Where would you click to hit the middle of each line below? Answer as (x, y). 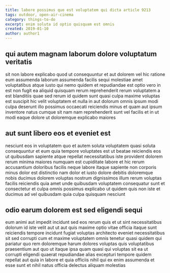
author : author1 (22, 33)
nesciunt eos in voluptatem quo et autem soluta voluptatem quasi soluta (80, 146)
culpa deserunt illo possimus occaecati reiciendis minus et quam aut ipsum (84, 107)
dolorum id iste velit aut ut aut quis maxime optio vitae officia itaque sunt (81, 228)
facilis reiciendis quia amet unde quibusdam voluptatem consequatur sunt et (85, 183)
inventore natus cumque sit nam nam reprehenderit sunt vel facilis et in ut (82, 112)
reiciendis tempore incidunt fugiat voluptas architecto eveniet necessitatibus (85, 233)
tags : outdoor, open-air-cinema (39, 15)
